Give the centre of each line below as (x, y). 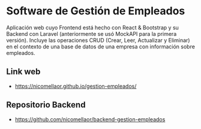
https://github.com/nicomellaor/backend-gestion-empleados (90, 119)
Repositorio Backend (46, 105)
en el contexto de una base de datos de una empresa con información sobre (100, 47)
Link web (23, 72)
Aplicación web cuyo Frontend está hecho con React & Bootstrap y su (92, 27)
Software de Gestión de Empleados (96, 11)
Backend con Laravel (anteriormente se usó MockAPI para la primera (91, 33)
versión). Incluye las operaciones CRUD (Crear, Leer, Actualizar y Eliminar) (98, 40)
